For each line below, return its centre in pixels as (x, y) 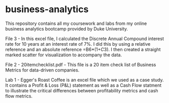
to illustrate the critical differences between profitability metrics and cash (82, 90)
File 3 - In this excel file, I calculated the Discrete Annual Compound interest (84, 39)
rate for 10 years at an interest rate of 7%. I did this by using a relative (78, 44)
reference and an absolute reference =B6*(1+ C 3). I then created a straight (83, 49)
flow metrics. (19, 96)
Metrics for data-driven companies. (42, 70)
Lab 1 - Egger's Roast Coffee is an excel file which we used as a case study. (84, 80)
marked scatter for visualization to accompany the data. (64, 55)
